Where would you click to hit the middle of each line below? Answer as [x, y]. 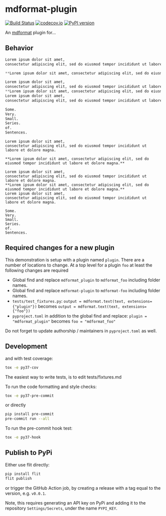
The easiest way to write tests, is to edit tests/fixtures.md [63, 377]
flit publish [19, 478]
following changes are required [37, 270]
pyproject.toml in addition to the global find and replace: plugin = [80, 316]
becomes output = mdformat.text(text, [79, 306]
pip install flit [23, 474]
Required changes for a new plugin [60, 248]
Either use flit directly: [27, 464]
